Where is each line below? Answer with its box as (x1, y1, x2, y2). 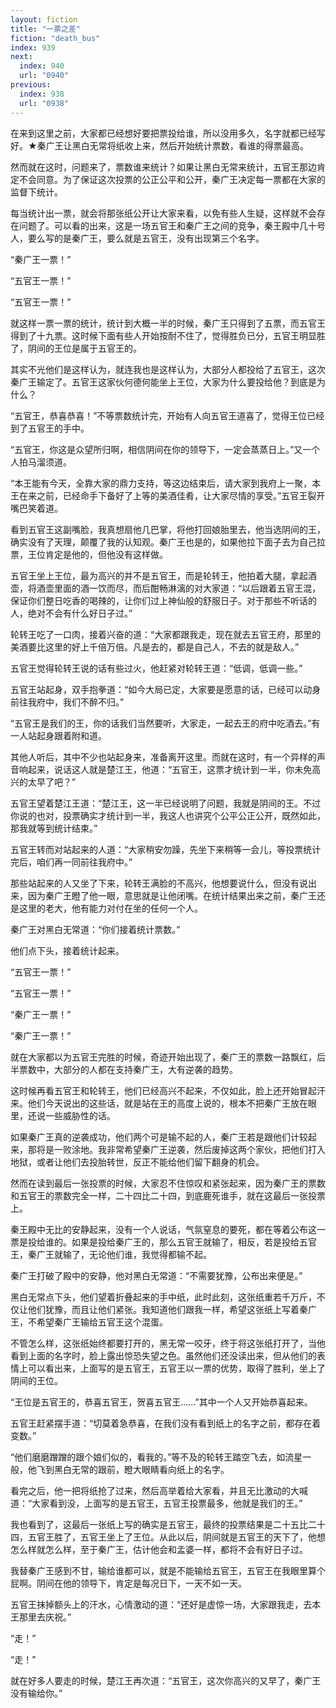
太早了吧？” (27, 776, 77, 788)
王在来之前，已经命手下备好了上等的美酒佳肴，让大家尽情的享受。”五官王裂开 (10, 489, 326, 501)
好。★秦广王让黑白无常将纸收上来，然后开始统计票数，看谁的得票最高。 (10, 139, 309, 151)
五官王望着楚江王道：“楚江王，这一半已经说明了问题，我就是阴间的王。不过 (10, 797, 322, 809)
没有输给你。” (10, 1687, 63, 1699)
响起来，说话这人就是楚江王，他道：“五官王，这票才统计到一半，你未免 (18, 763, 313, 775)
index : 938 (19, 89, 65, 99)
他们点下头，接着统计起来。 (10, 944, 125, 956)
